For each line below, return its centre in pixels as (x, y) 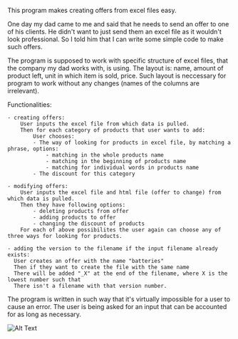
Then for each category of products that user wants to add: (113, 130)
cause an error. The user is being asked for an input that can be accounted (117, 307)
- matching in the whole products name (104, 155)
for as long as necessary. (45, 314)
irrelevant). (24, 91)
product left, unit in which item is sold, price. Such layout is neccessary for (117, 75)
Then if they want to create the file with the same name (102, 267)
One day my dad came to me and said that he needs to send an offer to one (118, 24)
